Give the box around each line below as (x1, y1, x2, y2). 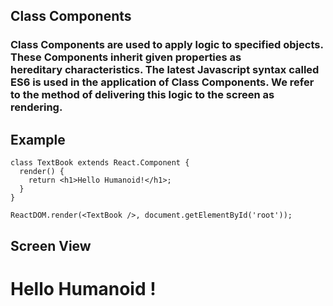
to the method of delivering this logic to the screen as (10, 88, 275, 102)
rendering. (10, 100, 63, 114)
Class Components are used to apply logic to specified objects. (10, 38, 324, 52)
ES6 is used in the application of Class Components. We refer (10, 75, 315, 89)
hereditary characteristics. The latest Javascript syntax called (10, 63, 320, 77)
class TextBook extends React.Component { (10, 158, 190, 168)
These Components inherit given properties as (10, 50, 242, 64)
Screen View (10, 237, 92, 254)
